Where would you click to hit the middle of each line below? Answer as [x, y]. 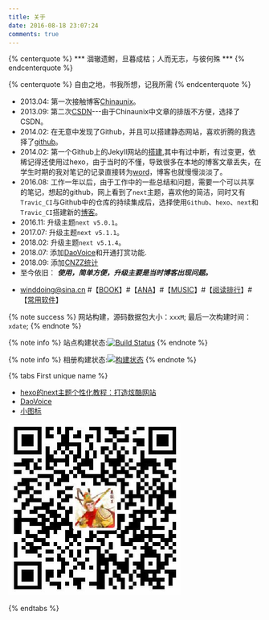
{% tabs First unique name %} [58, 376]
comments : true [34, 34]
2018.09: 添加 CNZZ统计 [59, 262]
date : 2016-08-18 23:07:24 [53, 25]
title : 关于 [27, 17]
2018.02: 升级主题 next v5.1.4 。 [73, 242]
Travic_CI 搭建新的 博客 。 [61, 213]
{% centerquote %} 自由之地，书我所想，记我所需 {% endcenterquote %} [130, 85]
